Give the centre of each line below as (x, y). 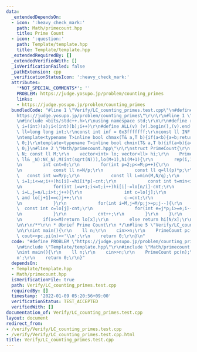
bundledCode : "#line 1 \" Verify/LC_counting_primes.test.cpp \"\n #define (102, 110)
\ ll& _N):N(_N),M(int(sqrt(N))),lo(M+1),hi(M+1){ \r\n (85, 160)
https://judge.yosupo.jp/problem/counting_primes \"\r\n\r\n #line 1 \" (105, 115)
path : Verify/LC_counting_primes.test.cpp (64, 285)
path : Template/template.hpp (52, 45)
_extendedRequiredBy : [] (42, 55)
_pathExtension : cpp (36, 72)
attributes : (26, 83)
